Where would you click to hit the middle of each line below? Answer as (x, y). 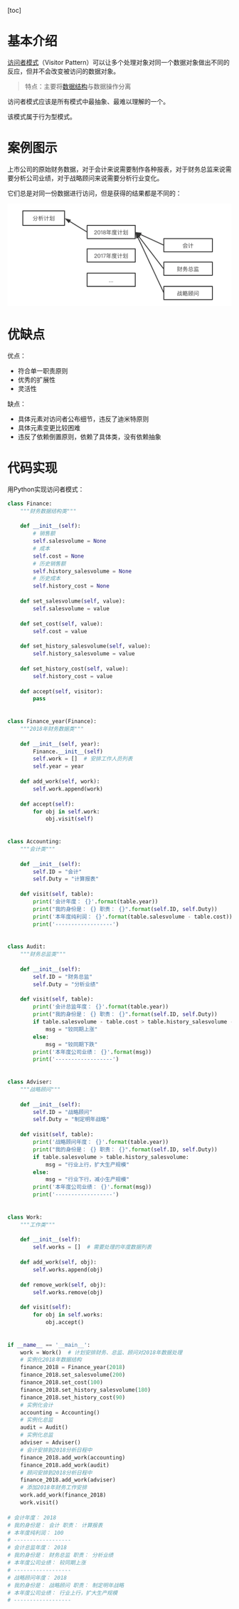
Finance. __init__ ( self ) (68, 751)
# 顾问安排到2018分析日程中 (56, 1473)
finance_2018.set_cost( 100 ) (62, 1383)
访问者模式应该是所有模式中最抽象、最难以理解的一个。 (88, 101)
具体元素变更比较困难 (49, 427)
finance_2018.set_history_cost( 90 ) (73, 1397)
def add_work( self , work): (60, 782)
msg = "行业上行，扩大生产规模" (87, 1165)
